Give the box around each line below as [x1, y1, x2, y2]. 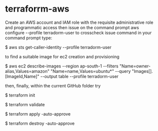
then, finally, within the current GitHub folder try [5, 82, 101, 88]
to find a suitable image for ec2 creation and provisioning [5, 53, 120, 59]
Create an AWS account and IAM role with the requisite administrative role [5, 19, 154, 25]
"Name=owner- [119, 63, 151, 69]
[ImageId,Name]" [5, 73, 40, 79]
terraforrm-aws [5, 3, 70, 15]
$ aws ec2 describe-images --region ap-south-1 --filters [5, 63, 119, 69]
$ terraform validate [5, 101, 45, 107]
